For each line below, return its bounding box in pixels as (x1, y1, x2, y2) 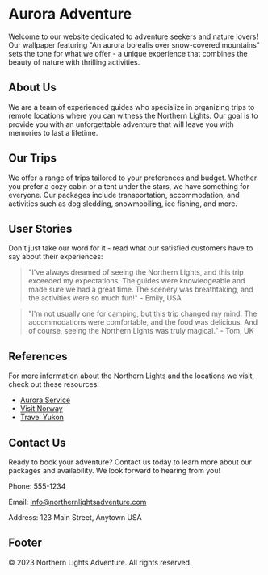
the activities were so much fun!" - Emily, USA (27, 293, 182, 303)
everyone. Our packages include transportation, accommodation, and (8, 190, 240, 199)
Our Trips (8, 151, 57, 166)
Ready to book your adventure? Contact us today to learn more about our (8, 457, 253, 467)
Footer (8, 536, 43, 550)
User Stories (8, 221, 73, 235)
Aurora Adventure (8, 5, 132, 23)
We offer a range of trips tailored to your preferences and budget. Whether (8, 173, 258, 183)
